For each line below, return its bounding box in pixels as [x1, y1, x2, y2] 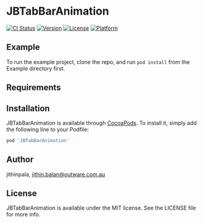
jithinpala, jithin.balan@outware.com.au [6, 171, 105, 178]
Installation [6, 103, 50, 113]
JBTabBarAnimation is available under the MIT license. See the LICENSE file [6, 204, 196, 211]
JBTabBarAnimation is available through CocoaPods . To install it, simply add [6, 119, 197, 126]
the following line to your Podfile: [6, 126, 90, 133]
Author [6, 154, 34, 165]
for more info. [6, 211, 41, 218]
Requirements [6, 82, 61, 93]
